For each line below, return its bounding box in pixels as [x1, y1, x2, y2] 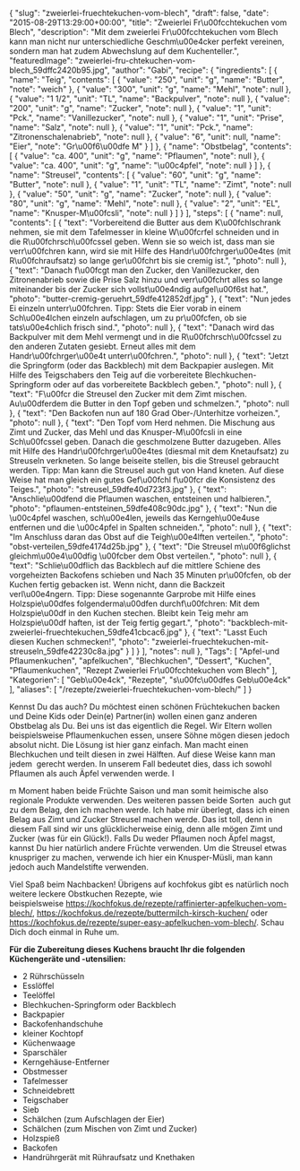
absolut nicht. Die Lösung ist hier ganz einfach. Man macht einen [9, 740, 249, 750]
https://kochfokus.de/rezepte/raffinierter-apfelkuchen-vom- [65, 898, 287, 908]
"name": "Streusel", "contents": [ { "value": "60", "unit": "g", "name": [9, 169, 261, 180]
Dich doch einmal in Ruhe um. [9, 927, 120, 937]
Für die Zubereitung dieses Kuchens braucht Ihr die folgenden [9, 944, 245, 954]
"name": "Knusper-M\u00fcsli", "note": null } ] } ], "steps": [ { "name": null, [9, 208, 284, 218]
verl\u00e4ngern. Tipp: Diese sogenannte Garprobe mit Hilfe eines [9, 589, 257, 599]
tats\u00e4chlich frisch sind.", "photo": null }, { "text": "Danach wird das [9, 322, 275, 333]
